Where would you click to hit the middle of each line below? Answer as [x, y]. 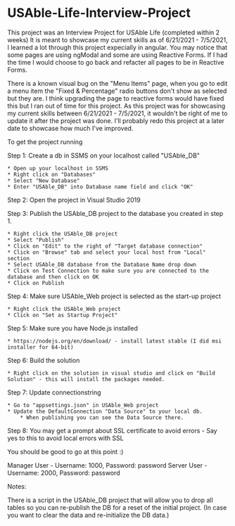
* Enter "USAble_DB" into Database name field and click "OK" [100, 187]
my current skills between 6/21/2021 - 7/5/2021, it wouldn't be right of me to [118, 113]
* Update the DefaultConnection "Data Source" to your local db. [105, 411]
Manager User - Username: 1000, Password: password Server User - [107, 465]
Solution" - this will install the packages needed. [86, 379]
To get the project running [45, 141]
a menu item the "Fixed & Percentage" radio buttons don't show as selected [117, 91]
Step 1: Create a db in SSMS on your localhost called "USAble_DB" [104, 155]
